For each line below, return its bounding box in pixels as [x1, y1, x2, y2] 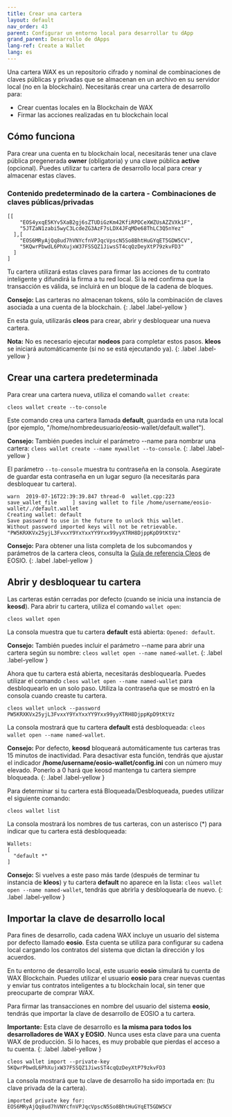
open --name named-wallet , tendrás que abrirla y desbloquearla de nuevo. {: [7, 885, 223, 894]
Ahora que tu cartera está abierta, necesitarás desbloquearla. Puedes [7, 669, 206, 678]
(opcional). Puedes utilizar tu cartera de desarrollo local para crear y [7, 164, 202, 172]
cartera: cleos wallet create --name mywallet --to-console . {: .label [7, 444, 206, 452]
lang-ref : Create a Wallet [7, 42, 85, 49]
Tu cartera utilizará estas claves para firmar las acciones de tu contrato [7, 267, 211, 276]
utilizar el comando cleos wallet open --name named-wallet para [7, 676, 193, 685]
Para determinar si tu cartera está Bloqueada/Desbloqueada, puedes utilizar [7, 786, 224, 795]
